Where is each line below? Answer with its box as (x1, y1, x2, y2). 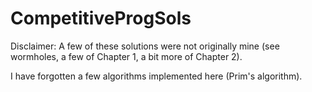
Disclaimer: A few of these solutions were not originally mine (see (10, 40, 280, 52)
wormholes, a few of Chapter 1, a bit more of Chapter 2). (10, 50, 243, 62)
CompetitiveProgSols (10, 7, 192, 30)
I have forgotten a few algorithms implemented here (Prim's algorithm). (10, 70, 303, 82)
